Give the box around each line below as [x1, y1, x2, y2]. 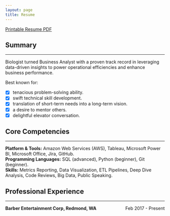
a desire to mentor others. [12, 106, 67, 113]
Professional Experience [5, 187, 84, 196]
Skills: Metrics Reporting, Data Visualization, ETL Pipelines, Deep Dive [5, 167, 152, 173]
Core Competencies [5, 127, 70, 136]
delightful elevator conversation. [12, 112, 80, 118]
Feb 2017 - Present [125, 205, 165, 211]
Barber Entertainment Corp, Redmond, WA [5, 205, 97, 211]
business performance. [5, 69, 54, 76]
